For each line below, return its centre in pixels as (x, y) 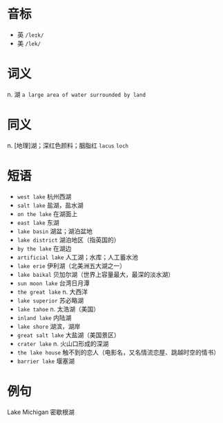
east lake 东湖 (38, 222)
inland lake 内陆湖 (44, 317)
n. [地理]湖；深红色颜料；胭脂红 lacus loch (68, 145)
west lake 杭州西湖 (44, 196)
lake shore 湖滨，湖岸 (49, 326)
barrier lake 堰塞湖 (46, 361)
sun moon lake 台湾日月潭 (53, 283)
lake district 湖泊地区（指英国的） (68, 240)
